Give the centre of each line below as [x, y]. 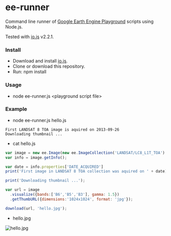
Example [16, 109]
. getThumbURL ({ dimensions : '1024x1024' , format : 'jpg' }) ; [72, 199]
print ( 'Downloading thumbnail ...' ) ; [45, 181]
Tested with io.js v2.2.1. [30, 37]
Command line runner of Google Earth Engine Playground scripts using [79, 21]
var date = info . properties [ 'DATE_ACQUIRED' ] [54, 167]
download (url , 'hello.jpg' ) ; [36, 208]
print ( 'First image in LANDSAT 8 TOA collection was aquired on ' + [79, 171]
